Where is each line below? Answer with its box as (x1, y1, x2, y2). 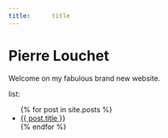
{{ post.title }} (19, 113, 66, 123)
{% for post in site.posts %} (19, 104, 113, 114)
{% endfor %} (19, 122, 67, 132)
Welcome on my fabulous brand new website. (8, 73, 161, 83)
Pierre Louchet (8, 46, 110, 65)
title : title (8, 11, 70, 20)
